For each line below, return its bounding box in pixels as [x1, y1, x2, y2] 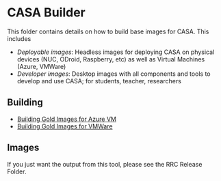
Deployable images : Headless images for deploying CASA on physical [16, 48, 215, 56]
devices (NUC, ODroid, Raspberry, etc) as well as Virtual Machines [16, 55, 205, 63]
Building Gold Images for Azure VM [16, 115, 116, 123]
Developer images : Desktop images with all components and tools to [16, 70, 211, 78]
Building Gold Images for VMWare [16, 122, 113, 130]
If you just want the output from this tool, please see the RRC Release [7, 160, 203, 168]
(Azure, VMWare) [16, 62, 66, 70]
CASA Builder [7, 5, 86, 20]
